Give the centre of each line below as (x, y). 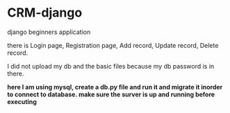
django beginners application (49, 32)
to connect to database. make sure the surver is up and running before (111, 94)
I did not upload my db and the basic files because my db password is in (111, 66)
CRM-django (45, 13)
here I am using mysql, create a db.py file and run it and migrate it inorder (115, 87)
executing (22, 101)
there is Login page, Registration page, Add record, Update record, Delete (113, 45)
